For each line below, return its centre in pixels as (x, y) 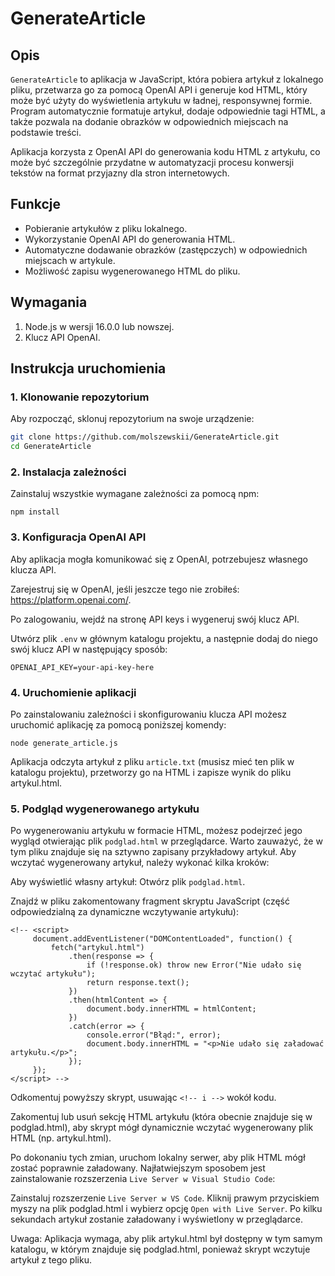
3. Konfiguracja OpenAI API (78, 537)
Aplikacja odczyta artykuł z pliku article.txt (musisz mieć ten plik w (152, 761)
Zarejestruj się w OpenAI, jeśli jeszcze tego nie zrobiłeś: (125, 589)
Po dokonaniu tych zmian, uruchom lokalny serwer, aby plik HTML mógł (158, 1158)
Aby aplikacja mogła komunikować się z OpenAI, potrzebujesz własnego (159, 559)
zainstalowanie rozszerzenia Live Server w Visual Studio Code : (143, 1179)
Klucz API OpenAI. (62, 337)
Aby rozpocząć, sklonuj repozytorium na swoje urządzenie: (132, 419)
